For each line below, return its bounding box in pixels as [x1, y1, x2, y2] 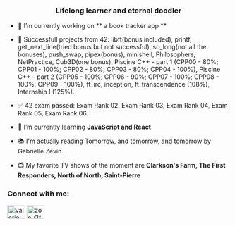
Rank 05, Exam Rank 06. [17, 109, 89, 118]
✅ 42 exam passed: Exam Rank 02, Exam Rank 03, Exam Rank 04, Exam [17, 101, 228, 110]
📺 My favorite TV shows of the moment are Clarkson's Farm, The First [17, 161, 226, 170]
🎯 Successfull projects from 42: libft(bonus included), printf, [17, 35, 192, 44]
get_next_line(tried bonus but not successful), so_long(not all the [17, 43, 207, 51]
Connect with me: [7, 189, 70, 199]
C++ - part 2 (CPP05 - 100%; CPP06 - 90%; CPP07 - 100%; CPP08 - [17, 73, 219, 81]
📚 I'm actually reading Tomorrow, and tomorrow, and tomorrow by [17, 137, 212, 146]
